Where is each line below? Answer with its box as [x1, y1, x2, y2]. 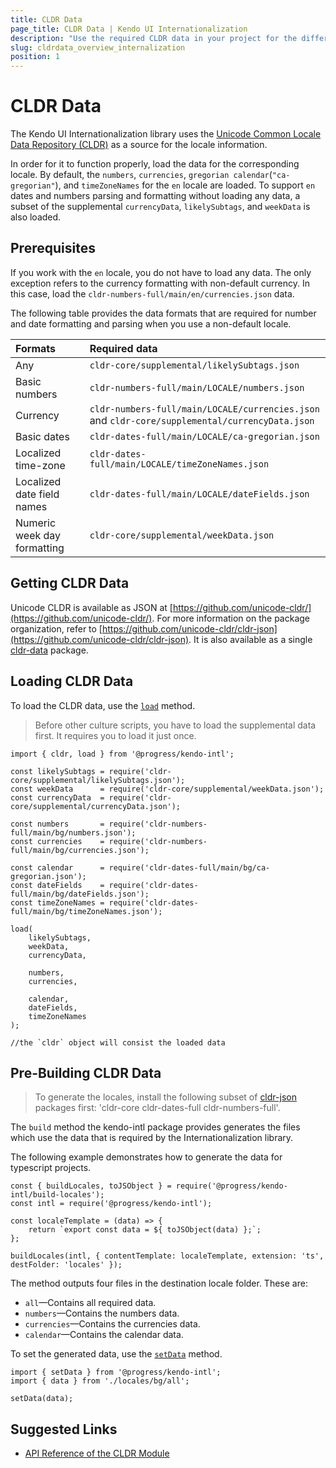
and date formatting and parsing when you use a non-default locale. [10, 317, 292, 330]
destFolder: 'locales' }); [10, 1260, 123, 1270]
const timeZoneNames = [10, 897, 105, 908]
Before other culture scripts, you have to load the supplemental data [34, 719, 317, 731]
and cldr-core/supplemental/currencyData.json [89, 413, 315, 427]
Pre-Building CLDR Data [10, 1064, 162, 1081]
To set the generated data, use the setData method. [10, 1348, 223, 1360]
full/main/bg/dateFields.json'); [10, 889, 150, 899]
